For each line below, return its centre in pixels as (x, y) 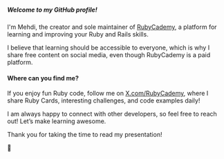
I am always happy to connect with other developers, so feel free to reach (112, 114)
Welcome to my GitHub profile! (53, 10)
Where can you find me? (43, 78)
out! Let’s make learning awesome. (57, 121)
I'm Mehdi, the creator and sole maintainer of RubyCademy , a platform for (112, 27)
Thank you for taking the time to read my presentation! (85, 135)
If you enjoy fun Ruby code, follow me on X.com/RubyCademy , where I (108, 94)
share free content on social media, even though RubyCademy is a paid (109, 54)
